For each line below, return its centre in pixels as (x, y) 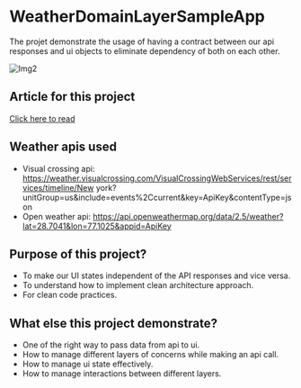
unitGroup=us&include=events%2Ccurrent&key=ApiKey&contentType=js (157, 197)
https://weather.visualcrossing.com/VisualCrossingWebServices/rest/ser (157, 178)
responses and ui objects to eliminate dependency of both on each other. (145, 50)
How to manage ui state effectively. (88, 364)
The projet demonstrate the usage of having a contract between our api (142, 41)
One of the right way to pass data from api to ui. (111, 345)
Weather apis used (63, 147)
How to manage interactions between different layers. (122, 374)
